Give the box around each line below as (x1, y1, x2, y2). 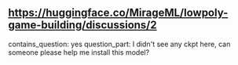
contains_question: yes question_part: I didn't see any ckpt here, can (8, 39, 231, 49)
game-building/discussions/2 (8, 19, 157, 32)
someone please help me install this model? (8, 47, 150, 57)
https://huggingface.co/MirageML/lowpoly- (8, 6, 229, 20)
